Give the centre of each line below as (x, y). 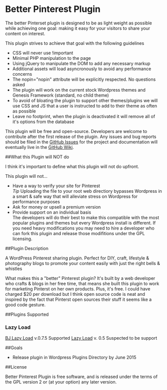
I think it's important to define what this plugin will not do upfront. (72, 166)
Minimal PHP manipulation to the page (52, 58)
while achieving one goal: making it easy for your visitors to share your (78, 28)
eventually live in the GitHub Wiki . (40, 147)
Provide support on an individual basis (52, 212)
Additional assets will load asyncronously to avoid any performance (82, 69)
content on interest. (25, 33)
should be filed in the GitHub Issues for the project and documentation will (82, 142)
